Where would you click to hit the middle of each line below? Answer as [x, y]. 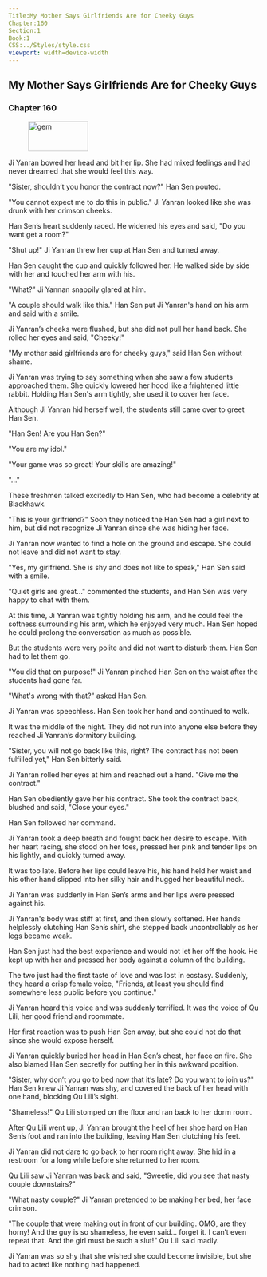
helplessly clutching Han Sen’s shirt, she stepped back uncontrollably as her [133, 927]
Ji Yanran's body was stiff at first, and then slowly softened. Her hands [124, 918]
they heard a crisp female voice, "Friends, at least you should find [116, 984]
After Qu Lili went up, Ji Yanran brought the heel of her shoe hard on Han [128, 1127]
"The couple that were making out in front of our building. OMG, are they [128, 1223]
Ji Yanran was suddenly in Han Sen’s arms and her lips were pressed [122, 894]
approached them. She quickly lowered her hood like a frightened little [124, 385]
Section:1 [25, 30]
